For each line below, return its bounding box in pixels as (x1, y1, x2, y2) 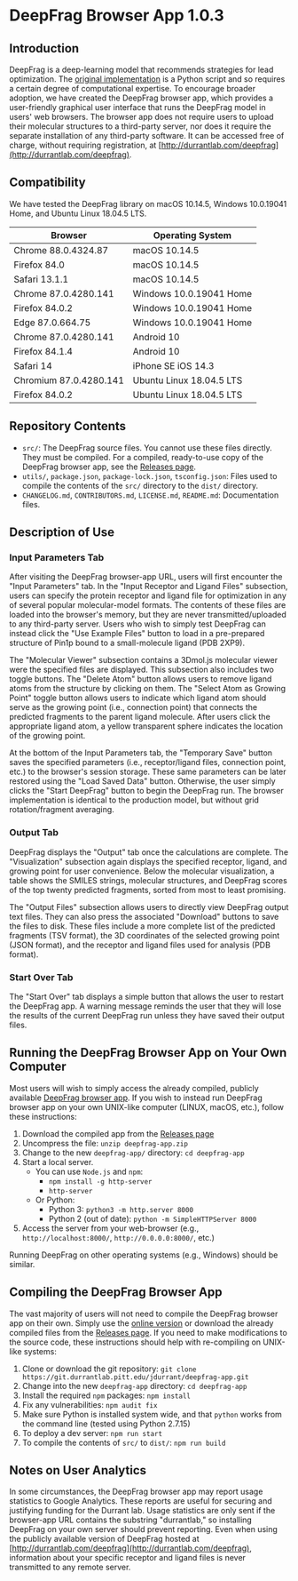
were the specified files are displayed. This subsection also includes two (9, 664, 275, 675)
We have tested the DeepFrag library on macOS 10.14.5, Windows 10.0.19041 (9, 198, 287, 209)
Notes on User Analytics (9, 1463, 147, 1478)
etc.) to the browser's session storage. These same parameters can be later (9, 766, 286, 778)
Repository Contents (9, 419, 127, 434)
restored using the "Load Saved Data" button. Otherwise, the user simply (9, 776, 277, 787)
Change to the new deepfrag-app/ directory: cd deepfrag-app (21, 1147, 246, 1158)
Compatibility (9, 175, 86, 190)
